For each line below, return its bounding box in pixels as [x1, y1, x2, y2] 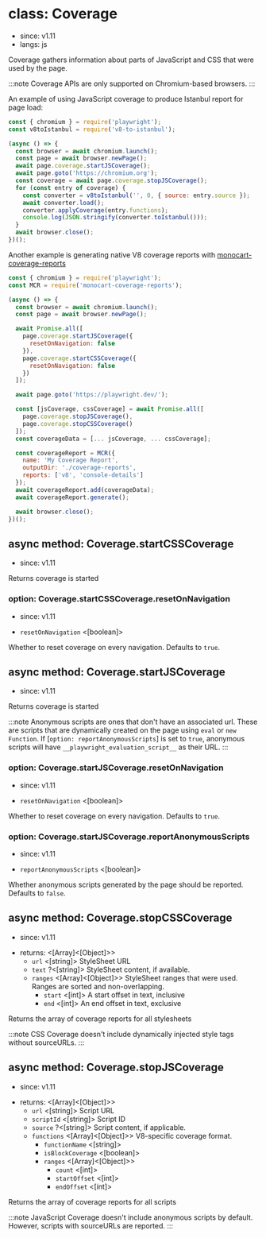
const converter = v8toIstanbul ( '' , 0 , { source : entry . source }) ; [22, 192, 250, 199]
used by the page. [8, 63, 67, 72]
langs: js [19, 39, 48, 48]
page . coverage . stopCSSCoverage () [22, 420, 133, 427]
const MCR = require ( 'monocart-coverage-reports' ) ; [8, 281, 183, 289]
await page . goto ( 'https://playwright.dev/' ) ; [15, 391, 169, 399]
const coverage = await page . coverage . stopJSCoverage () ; [15, 176, 208, 185]
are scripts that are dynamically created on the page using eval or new [8, 725, 237, 735]
